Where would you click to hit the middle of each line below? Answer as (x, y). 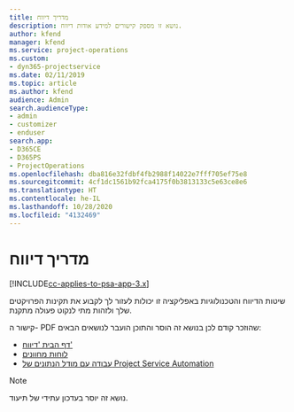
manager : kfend (37, 42)
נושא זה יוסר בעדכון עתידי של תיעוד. (69, 397)
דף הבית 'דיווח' (47, 344)
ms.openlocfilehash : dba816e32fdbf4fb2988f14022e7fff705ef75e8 (128, 174)
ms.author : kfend (41, 91)
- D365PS (25, 157)
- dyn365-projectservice (55, 67)
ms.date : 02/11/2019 (47, 75)
